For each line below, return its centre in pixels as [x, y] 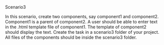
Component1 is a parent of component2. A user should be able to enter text [82, 22]
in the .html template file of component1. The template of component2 [76, 27]
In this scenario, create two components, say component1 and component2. [82, 16]
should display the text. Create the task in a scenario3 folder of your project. [82, 32]
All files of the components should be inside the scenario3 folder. [71, 37]
